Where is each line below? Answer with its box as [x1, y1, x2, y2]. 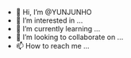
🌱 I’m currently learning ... [15, 24, 101, 33]
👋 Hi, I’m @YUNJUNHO [15, 8, 93, 16]
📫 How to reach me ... [15, 42, 90, 50]
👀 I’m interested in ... [15, 16, 83, 25]
